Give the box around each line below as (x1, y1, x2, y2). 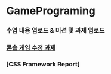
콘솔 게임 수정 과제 (6, 44, 56, 52)
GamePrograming (6, 4, 95, 18)
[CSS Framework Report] (6, 60, 81, 68)
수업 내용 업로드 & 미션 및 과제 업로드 (6, 27, 105, 35)
